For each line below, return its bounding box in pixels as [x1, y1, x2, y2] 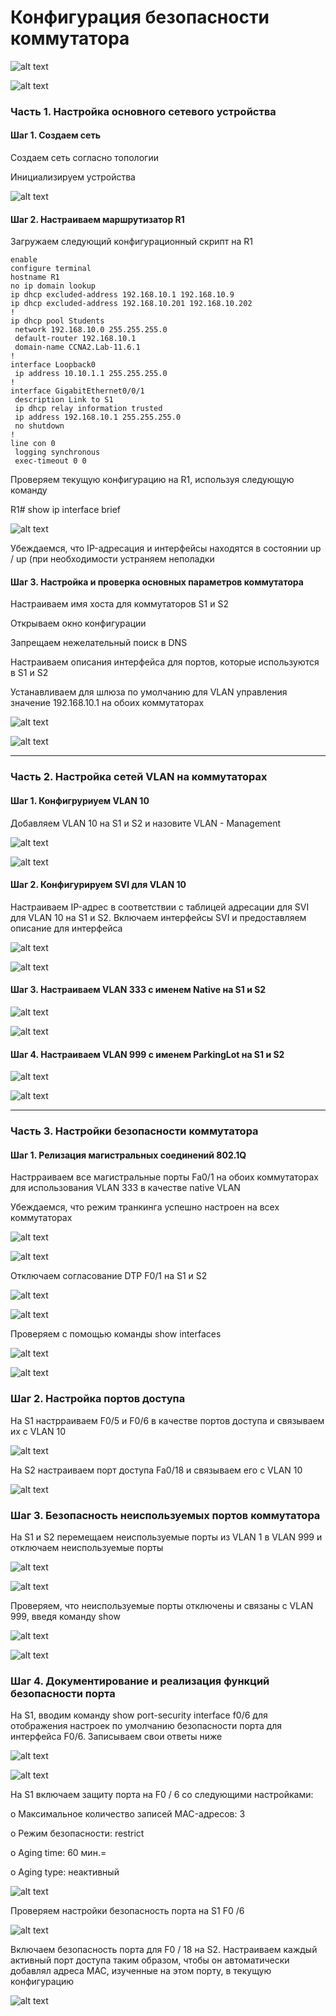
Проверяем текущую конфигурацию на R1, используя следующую [10, 474, 295, 486]
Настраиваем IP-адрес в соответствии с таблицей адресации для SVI [10, 901, 310, 913]
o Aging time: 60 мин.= [10, 1847, 107, 1859]
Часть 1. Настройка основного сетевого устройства [10, 104, 277, 118]
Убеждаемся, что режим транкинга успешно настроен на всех [10, 1201, 280, 1213]
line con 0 [10, 439, 56, 449]
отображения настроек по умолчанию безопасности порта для [10, 1720, 283, 1732]
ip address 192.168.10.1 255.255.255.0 [14, 412, 182, 423]
